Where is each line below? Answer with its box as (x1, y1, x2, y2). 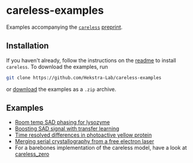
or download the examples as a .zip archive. (6, 85, 117, 93)
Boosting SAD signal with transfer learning (14, 125, 120, 132)
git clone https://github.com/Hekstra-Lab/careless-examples (6, 74, 162, 81)
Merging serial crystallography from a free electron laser (14, 138, 154, 145)
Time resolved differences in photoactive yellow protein (14, 131, 152, 138)
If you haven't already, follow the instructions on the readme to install (6, 56, 176, 64)
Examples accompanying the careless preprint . (6, 23, 123, 31)
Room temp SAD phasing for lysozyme (14, 119, 111, 126)
